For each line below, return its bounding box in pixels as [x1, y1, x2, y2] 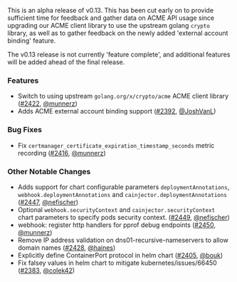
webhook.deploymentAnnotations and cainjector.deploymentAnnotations [17, 190, 228, 198]
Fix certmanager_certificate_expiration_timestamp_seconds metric [17, 141, 215, 149]
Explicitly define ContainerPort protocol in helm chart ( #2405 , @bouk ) [17, 251, 223, 259]
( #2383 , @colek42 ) [17, 266, 75, 274]
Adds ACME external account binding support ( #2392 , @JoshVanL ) [17, 107, 216, 116]
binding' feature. [7, 36, 56, 45]
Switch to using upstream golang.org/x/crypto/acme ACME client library [17, 92, 229, 101]
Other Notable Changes [7, 166, 91, 176]
